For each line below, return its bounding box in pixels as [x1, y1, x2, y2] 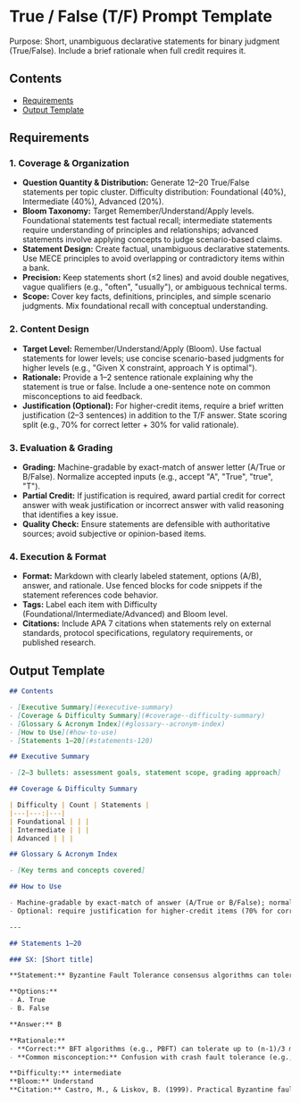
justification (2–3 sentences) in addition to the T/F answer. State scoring [21, 409, 287, 421]
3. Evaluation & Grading [9, 441, 113, 454]
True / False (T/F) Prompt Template [9, 6, 272, 27]
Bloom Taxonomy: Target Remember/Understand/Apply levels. [21, 205, 254, 216]
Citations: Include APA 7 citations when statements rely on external [21, 618, 271, 629]
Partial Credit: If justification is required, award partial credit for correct [21, 490, 286, 501]
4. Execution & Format [9, 550, 107, 563]
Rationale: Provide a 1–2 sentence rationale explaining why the [21, 372, 254, 382]
